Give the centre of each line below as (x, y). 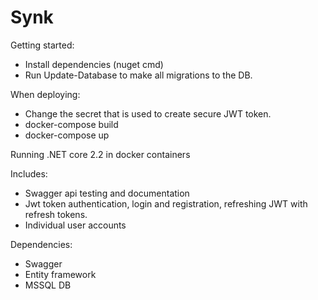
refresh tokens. (56, 214)
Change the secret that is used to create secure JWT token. (148, 113)
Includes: (29, 173)
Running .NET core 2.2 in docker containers (100, 154)
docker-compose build (71, 124)
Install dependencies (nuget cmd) (94, 64)
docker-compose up (67, 135)
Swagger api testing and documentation (107, 193)
